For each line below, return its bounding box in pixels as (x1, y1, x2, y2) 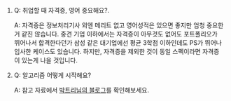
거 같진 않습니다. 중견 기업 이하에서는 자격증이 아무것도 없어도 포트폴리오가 (13, 30, 218, 38)
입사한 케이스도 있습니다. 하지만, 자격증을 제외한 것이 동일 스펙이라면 (13, 48, 201, 55)
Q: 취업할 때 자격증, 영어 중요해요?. (13, 6, 110, 14)
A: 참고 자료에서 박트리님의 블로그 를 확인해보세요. (13, 86, 149, 94)
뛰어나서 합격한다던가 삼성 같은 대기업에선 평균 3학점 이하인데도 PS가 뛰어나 (13, 39, 222, 47)
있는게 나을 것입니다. (21, 56, 78, 65)
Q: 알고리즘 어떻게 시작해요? (13, 71, 92, 79)
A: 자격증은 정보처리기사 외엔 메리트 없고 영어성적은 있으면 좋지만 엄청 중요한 (13, 21, 224, 29)
